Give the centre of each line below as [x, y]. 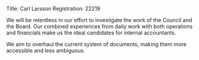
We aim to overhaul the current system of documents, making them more [97, 44]
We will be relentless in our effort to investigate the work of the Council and [99, 20]
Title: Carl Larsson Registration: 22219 [53, 9]
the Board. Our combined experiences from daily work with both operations [99, 26]
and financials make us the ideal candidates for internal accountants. [91, 33]
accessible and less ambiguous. [46, 50]
